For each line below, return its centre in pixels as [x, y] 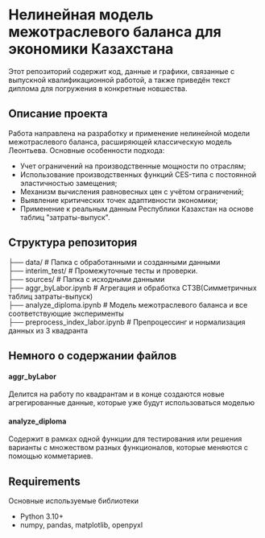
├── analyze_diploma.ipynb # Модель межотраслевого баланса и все [128, 304]
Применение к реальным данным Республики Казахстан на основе [137, 209]
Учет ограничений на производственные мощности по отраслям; [133, 166]
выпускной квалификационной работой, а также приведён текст [120, 80]
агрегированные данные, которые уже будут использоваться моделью [132, 403]
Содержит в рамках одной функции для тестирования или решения [125, 439]
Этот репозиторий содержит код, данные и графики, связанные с [122, 71]
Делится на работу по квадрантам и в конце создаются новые [116, 394]
